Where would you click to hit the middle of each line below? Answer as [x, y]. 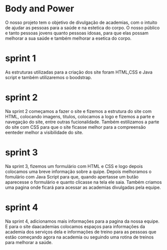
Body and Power [40, 9]
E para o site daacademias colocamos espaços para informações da [75, 226]
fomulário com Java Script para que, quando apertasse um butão [72, 176]
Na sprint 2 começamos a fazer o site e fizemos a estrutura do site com [78, 111]
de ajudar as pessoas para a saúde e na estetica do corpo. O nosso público [83, 27]
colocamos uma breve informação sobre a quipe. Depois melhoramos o [78, 171]
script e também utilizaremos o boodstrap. [48, 77]
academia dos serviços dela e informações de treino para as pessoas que [81, 232]
